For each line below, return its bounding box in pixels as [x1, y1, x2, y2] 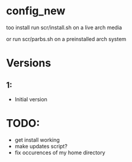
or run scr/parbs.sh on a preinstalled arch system [6, 35, 127, 42]
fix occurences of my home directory [14, 149, 105, 156]
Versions [6, 57, 51, 70]
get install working [14, 136, 60, 144]
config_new [6, 4, 66, 18]
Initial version [14, 95, 47, 102]
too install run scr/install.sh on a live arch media [6, 24, 123, 31]
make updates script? [14, 142, 68, 149]
